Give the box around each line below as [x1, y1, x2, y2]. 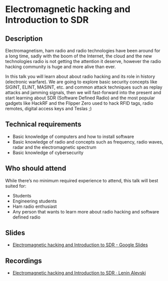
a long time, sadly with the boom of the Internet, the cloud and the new [5, 53, 152, 59]
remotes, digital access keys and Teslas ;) [5, 106, 92, 111]
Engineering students [12, 198, 57, 204]
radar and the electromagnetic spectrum [12, 144, 97, 150]
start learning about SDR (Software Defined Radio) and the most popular [5, 95, 155, 101]
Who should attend [5, 164, 66, 173]
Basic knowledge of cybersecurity [12, 150, 84, 156]
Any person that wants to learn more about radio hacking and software [12, 208, 159, 215]
